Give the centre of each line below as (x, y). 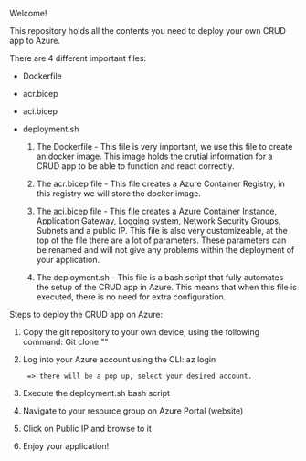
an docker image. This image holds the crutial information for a (154, 156)
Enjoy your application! (66, 446)
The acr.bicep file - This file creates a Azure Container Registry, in (160, 183)
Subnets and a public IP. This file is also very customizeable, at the (162, 230)
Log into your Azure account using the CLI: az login (119, 359)
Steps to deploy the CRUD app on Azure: (86, 314)
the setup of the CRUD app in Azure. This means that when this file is (166, 287)
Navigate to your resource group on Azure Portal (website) (133, 411)
